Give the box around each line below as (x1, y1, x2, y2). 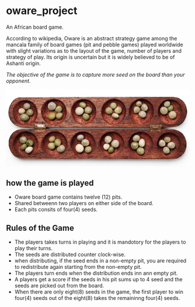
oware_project (6, 4, 78, 18)
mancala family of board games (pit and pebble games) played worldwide (6, 41, 183, 48)
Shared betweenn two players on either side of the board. (14, 200, 154, 207)
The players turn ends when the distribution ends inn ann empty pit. (14, 270, 178, 277)
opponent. (6, 77, 31, 84)
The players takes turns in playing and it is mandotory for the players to (14, 238, 186, 245)
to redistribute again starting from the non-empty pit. (14, 264, 142, 271)
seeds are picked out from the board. (14, 282, 104, 289)
